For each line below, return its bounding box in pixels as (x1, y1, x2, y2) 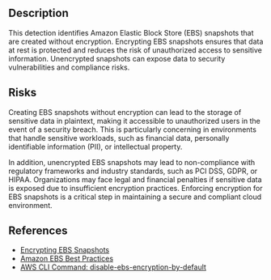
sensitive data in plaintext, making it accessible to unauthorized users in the (8, 116, 260, 125)
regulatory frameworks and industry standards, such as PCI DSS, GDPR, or (8, 166, 258, 176)
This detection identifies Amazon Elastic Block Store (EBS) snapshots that (8, 28, 254, 37)
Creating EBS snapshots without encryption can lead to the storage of (8, 107, 242, 117)
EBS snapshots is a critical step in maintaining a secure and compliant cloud (8, 192, 261, 202)
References (8, 224, 68, 238)
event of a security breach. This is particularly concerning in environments (8, 125, 257, 134)
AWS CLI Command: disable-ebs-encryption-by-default (19, 262, 206, 272)
